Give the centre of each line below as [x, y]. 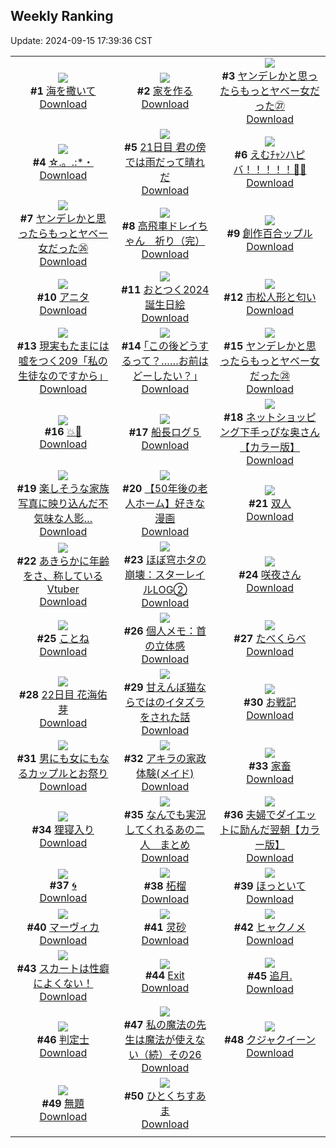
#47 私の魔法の [160, 1024]
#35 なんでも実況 [165, 814]
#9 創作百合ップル [269, 233]
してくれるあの [159, 829]
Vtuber [63, 589]
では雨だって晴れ [164, 162]
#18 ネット [250, 417]
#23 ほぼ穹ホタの [165, 559]
